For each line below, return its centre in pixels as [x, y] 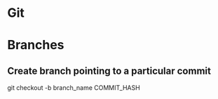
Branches [36, 45]
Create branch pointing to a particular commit [109, 71]
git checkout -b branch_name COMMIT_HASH [74, 88]
